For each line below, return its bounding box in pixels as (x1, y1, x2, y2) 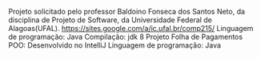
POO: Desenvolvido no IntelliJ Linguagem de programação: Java (8, 41, 222, 50)
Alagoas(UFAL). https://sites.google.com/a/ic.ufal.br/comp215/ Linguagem (8, 24, 254, 33)
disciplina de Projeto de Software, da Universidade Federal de (8, 15, 212, 25)
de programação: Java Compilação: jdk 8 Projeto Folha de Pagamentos (8, 32, 243, 41)
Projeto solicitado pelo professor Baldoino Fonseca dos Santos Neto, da (8, 7, 246, 16)
